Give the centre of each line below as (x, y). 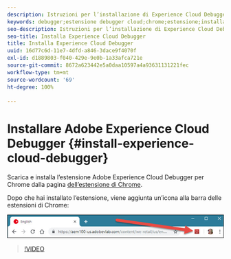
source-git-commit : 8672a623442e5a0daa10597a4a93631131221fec (98, 65)
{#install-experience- (131, 144)
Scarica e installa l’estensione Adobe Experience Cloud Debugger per (106, 177)
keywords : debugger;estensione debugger (66, 22)
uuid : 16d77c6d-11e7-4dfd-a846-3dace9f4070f (72, 51)
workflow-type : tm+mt (38, 72)
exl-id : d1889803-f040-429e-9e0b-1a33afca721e (75, 58)
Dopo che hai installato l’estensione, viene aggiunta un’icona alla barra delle (114, 198)
